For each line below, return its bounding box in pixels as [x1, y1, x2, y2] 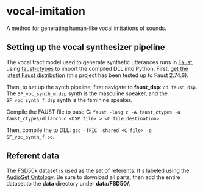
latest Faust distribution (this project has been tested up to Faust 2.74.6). [6, 71, 189, 79]
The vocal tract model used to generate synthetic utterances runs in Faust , [6, 58, 194, 65]
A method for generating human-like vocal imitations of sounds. [6, 24, 166, 32]
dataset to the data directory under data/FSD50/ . [6, 180, 131, 187]
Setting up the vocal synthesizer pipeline [6, 42, 166, 53]
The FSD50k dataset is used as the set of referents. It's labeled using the [6, 167, 190, 174]
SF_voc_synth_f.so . [6, 133, 55, 140]
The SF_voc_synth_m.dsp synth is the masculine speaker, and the [6, 90, 168, 97]
